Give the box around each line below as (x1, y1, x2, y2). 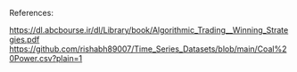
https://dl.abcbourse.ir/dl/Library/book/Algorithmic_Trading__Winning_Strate (9, 25, 289, 35)
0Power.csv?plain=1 (9, 53, 83, 63)
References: (9, 8, 54, 18)
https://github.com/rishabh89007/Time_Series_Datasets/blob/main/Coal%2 (9, 44, 287, 54)
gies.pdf (9, 35, 40, 44)
